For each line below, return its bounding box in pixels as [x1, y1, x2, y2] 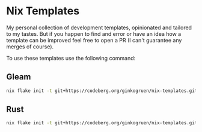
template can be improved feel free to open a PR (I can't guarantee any [6, 36, 182, 44]
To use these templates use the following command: [6, 54, 136, 62]
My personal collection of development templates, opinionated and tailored [6, 24, 192, 31]
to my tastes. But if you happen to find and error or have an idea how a [6, 30, 182, 37]
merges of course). [6, 43, 54, 50]
